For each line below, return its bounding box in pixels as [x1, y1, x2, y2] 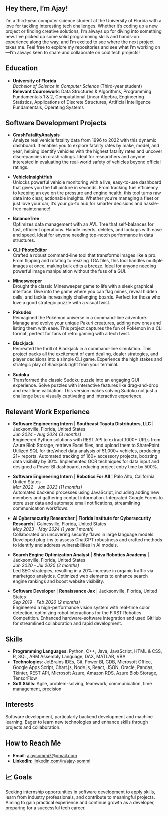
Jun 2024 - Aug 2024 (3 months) [12, 431, 82, 437]
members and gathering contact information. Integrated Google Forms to [12, 495, 163, 501]
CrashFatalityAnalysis [12, 132, 60, 138]
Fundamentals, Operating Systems [12, 104, 84, 110]
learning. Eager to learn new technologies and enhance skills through [5, 719, 148, 725]
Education [5, 64, 38, 72]
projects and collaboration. [5, 724, 61, 730]
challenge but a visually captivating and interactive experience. [12, 393, 143, 399]
